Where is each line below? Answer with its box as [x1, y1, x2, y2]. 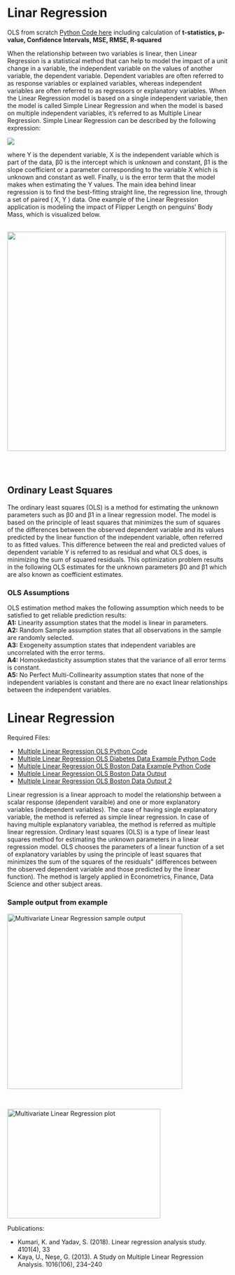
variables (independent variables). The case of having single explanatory [7, 805, 218, 813]
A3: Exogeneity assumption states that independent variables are [7, 641, 196, 650]
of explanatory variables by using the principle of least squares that [7, 850, 201, 858]
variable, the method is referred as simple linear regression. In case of [7, 813, 210, 821]
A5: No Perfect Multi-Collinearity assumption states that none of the [7, 671, 204, 679]
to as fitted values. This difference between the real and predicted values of [7, 540, 226, 549]
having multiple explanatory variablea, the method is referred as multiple [7, 820, 216, 829]
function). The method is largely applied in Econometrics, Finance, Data [7, 872, 214, 881]
